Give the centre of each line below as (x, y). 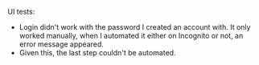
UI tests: (21, 12)
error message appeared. (61, 44)
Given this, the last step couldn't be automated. (97, 53)
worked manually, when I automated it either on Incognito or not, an (131, 36)
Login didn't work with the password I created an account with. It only (135, 27)
